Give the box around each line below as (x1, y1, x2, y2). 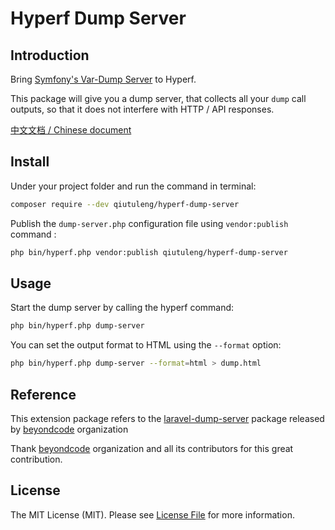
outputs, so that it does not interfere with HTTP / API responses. (10, 103, 275, 115)
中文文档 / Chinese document (10, 124, 132, 136)
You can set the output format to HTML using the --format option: (10, 339, 282, 351)
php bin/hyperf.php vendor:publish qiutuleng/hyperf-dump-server (10, 247, 288, 257)
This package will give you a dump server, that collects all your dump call (10, 93, 307, 104)
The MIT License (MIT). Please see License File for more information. (10, 508, 295, 521)
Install (10, 153, 50, 171)
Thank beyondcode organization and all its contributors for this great (10, 442, 294, 454)
